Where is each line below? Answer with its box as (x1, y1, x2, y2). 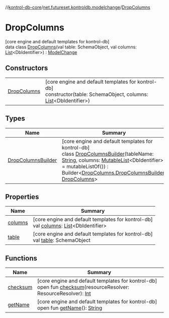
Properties (5, 193, 39, 201)
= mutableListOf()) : (62, 163, 109, 170)
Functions (5, 254, 38, 263)
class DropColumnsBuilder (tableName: (62, 150, 154, 157)
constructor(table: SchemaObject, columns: (45, 91, 148, 98)
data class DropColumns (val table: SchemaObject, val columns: (5, 44, 137, 50)
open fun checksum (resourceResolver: (37, 284, 129, 291)
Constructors (5, 64, 48, 73)
